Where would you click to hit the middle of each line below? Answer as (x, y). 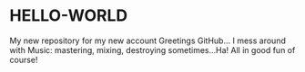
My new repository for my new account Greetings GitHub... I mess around (148, 40)
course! (24, 59)
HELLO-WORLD (69, 16)
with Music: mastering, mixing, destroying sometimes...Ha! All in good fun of (152, 49)
